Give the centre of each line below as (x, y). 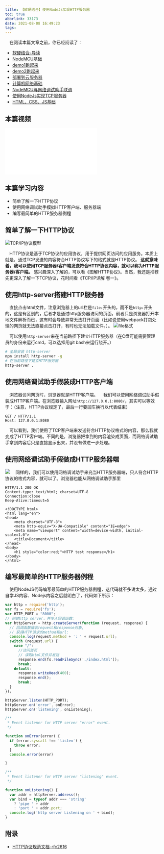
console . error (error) (32, 754)
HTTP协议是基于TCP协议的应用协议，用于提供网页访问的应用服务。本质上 (84, 253)
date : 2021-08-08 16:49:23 (33, 23)
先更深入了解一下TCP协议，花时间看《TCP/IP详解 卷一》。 (63, 278)
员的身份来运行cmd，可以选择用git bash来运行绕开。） (59, 342)
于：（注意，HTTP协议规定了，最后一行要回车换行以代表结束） (68, 407)
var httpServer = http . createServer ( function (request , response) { (76, 623)
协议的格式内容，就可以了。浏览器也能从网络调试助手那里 (63, 478)
